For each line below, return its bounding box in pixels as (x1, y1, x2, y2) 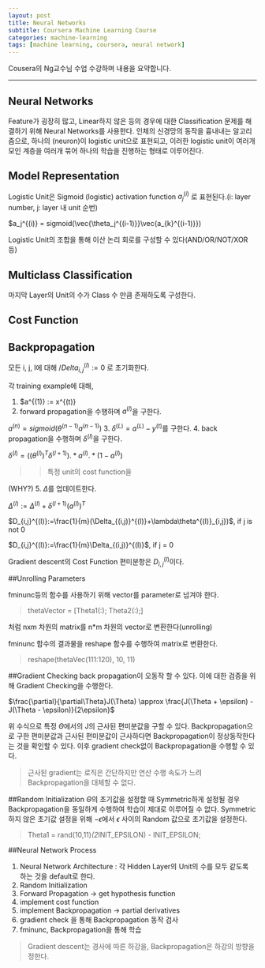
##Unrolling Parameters (8, 574, 86, 583)
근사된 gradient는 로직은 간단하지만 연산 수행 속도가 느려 (27, 768, 203, 778)
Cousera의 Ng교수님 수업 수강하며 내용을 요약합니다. (8, 64, 172, 73)
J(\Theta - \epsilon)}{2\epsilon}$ (8, 705, 115, 715)
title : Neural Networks (8, 19, 87, 27)
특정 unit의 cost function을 (47, 467, 132, 476)
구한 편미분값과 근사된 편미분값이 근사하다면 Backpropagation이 (16, 732, 215, 741)
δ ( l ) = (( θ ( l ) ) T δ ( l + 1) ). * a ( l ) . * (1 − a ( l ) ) (8, 450, 124, 461)
